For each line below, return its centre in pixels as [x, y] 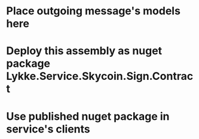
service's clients [48, 129]
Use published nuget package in [88, 116]
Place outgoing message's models [94, 11]
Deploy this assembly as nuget [84, 51]
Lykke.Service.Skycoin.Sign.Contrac [100, 76]
